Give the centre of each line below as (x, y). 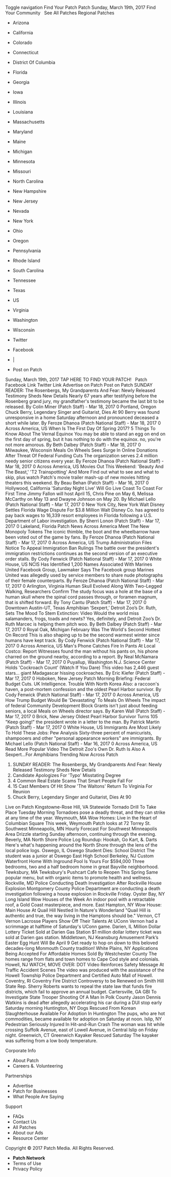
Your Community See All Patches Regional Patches (60, 13)
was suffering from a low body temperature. (51, 1041)
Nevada (21, 211)
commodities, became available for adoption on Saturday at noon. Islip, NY (83, 1019)
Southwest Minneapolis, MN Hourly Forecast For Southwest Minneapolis (81, 829)
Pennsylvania (27, 251)
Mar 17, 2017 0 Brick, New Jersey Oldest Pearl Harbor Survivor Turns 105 (82, 716)
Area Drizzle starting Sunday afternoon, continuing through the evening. (81, 834)
